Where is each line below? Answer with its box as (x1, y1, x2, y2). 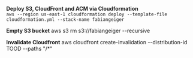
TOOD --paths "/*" (6, 45, 53, 52)
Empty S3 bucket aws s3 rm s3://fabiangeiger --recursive (6, 27, 150, 34)
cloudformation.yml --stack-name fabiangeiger (6, 17, 125, 23)
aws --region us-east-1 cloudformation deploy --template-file (6, 11, 168, 17)
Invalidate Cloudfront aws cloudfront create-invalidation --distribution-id (6, 39, 188, 45)
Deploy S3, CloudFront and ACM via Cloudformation (6, 5, 139, 12)
